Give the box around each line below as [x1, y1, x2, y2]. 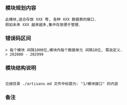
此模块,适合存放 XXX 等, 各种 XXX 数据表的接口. [5, 17, 97, 22]
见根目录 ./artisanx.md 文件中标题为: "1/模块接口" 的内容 [5, 81, 118, 86]
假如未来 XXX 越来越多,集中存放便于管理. [5, 22, 81, 27]
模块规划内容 [5, 4, 37, 11]
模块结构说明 [5, 64, 37, 71]
